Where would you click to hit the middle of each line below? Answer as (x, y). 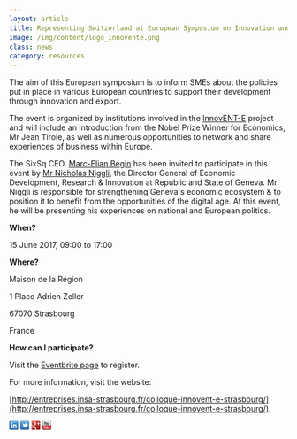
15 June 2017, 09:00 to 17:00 (61, 245)
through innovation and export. (65, 101)
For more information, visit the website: (80, 382)
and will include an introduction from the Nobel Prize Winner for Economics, (147, 127)
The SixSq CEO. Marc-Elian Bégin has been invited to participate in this (138, 164)
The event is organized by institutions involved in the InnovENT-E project (141, 119)
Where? (24, 262)
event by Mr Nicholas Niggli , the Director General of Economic (122, 173)
